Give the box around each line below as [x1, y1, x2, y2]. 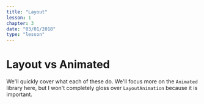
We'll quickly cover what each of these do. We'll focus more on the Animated [6, 78, 199, 85]
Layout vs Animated [6, 58, 110, 72]
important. [6, 91, 32, 98]
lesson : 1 [6, 15, 32, 21]
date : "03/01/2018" [6, 26, 56, 32]
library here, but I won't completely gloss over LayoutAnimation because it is [6, 85, 198, 92]
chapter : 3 [6, 20, 34, 26]
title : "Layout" [6, 9, 48, 15]
